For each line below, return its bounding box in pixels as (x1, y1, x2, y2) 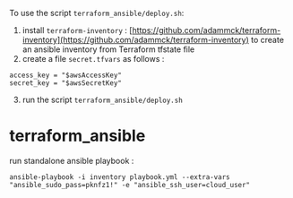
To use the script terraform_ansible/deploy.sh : (9, 8, 185, 18)
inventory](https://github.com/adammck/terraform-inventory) (22, 35, 249, 45)
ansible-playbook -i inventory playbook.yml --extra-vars (9, 172, 230, 182)
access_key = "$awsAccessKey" (9, 71, 123, 80)
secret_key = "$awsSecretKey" (9, 79, 123, 88)
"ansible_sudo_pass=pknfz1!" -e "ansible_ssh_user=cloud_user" (9, 180, 251, 189)
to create (250, 35, 285, 45)
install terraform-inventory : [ (22, 25, 133, 35)
